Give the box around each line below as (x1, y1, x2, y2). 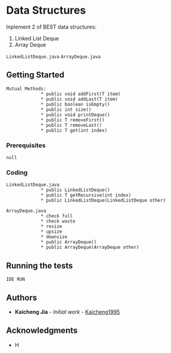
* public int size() (40, 107, 92, 113)
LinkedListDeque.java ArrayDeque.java (6, 54, 101, 60)
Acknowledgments (6, 326, 78, 336)
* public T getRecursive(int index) (40, 192, 132, 198)
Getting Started (6, 70, 65, 80)
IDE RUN (6, 276, 26, 283)
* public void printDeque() (40, 111, 110, 118)
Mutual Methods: (6, 86, 46, 92)
